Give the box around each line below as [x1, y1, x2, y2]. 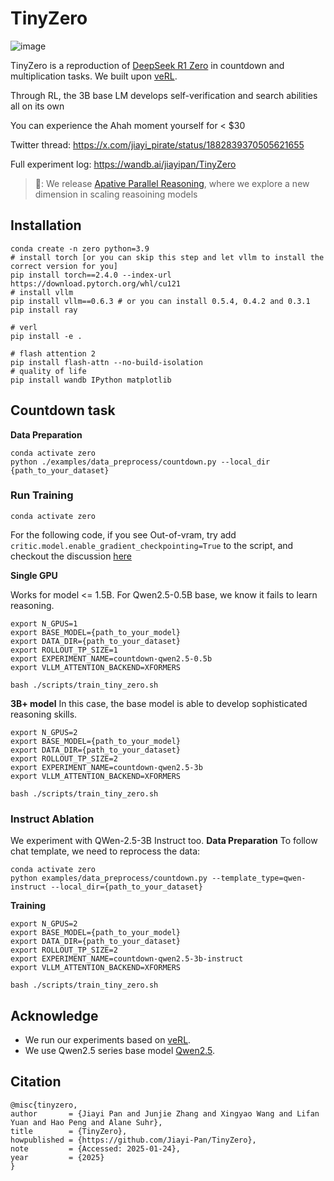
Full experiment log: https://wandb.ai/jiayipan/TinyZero [10, 158, 237, 170]
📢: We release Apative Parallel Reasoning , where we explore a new [34, 177, 310, 189]
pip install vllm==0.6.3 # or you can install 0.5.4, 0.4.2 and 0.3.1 [10, 296, 311, 306]
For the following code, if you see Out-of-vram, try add [10, 528, 237, 541]
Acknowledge [10, 1007, 99, 1024]
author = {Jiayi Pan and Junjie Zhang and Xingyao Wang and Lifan [10, 1108, 320, 1119]
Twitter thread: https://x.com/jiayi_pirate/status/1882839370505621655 [10, 138, 305, 151]
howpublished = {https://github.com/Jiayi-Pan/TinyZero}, [10, 1135, 257, 1145]
